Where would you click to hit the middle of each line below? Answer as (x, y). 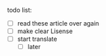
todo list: (20, 10)
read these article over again (58, 23)
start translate (37, 39)
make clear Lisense (45, 31)
